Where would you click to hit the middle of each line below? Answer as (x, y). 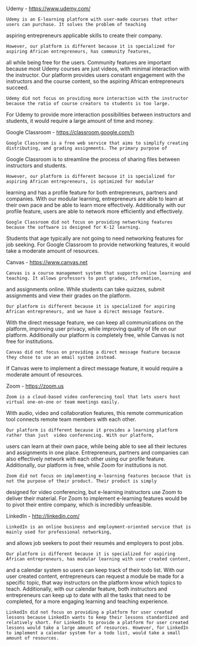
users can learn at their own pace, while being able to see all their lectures (96, 446)
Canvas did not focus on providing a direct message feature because (93, 352)
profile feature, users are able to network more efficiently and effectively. (95, 211)
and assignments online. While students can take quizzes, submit (86, 289)
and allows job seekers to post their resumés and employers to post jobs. (95, 543)
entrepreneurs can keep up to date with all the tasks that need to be (88, 595)
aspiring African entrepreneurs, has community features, (79, 51)
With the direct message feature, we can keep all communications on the (95, 322)
